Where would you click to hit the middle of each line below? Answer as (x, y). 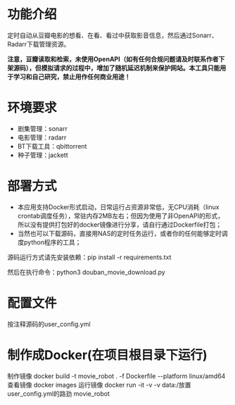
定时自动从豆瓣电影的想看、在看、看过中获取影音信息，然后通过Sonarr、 (113, 35)
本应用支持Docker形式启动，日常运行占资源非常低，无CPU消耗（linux (118, 207)
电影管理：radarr (42, 137)
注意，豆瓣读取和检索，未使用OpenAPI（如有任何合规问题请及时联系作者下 (116, 59)
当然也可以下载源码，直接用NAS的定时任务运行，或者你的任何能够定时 (119, 233)
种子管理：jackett (43, 155)
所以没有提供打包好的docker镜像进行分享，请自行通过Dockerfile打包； (120, 224)
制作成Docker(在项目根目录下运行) (107, 355)
